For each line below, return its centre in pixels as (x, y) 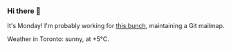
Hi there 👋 (24, 11)
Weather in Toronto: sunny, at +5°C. (58, 39)
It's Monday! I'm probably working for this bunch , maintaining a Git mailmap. (116, 26)
